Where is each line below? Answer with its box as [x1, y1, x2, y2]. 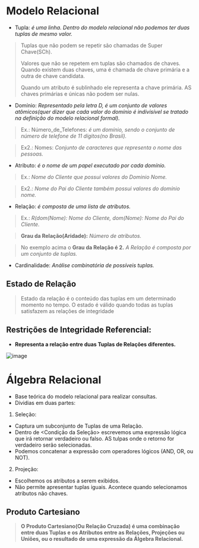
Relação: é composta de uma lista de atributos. [14, 203, 131, 210]
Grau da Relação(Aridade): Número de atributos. [20, 232, 141, 239]
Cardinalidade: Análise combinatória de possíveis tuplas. [14, 261, 154, 269]
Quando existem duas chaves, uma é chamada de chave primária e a [20, 66, 190, 73]
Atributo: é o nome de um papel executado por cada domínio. [14, 162, 166, 169]
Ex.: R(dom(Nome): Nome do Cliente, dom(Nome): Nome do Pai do [20, 214, 184, 221]
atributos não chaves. [14, 490, 68, 497]
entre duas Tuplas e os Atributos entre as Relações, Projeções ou [20, 529, 185, 536]
